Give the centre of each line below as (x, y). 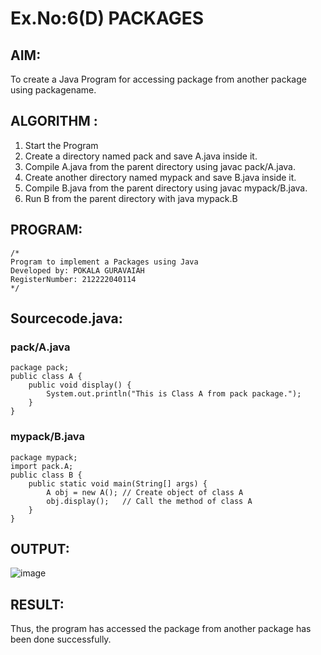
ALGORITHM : (54, 121)
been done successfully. (61, 639)
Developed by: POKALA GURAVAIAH (77, 270)
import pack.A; (42, 466)
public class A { (46, 377)
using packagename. (53, 90)
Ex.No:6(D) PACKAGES (107, 18)
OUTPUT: (40, 549)
